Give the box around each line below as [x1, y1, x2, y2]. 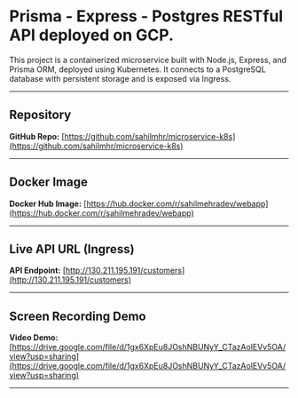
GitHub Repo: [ [9, 131, 65, 141]
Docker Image [9, 175, 89, 190]
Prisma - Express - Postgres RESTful [9, 6, 284, 27]
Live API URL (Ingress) [9, 242, 135, 257]
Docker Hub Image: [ [9, 198, 87, 209]
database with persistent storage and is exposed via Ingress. [9, 73, 231, 84]
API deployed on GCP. [9, 25, 175, 45]
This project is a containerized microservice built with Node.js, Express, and [9, 54, 286, 65]
